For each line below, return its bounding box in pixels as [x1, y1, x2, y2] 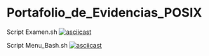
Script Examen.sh [6, 28, 58, 36]
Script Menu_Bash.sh [6, 41, 68, 49]
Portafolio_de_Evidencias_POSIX [6, 5, 203, 21]
